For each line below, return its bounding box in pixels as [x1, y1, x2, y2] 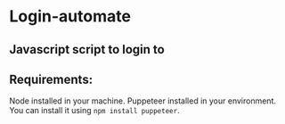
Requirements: [9, 71, 94, 87]
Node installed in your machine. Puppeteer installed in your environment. [9, 95, 276, 106]
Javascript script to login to [9, 42, 165, 57]
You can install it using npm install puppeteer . [9, 105, 180, 116]
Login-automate [9, 6, 132, 27]
